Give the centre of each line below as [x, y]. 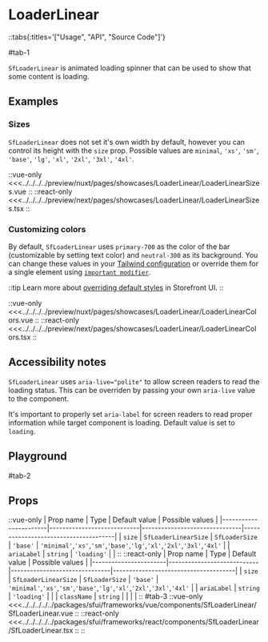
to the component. [39, 399]
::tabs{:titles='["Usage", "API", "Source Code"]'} [87, 37]
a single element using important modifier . [80, 272]
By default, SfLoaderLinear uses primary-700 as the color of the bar [119, 247]
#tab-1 [19, 52]
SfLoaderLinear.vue [41, 613]
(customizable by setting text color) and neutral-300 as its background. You [133, 255]
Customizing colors [47, 229]
